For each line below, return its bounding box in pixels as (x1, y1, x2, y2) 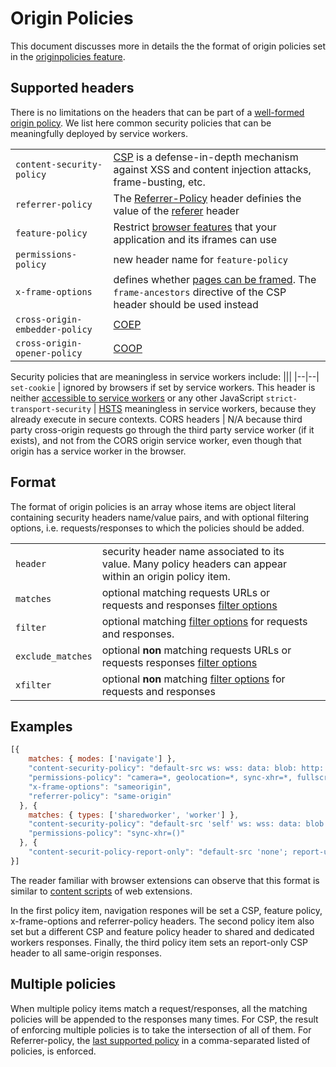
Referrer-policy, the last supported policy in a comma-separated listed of (10, 1034, 311, 1046)
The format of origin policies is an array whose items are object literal (10, 500, 297, 512)
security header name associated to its (101, 544, 285, 558)
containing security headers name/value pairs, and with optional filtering (10, 511, 310, 523)
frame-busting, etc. (113, 175, 206, 189)
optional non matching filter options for (101, 672, 286, 686)
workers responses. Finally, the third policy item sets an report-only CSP (10, 936, 308, 948)
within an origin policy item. (101, 569, 231, 583)
